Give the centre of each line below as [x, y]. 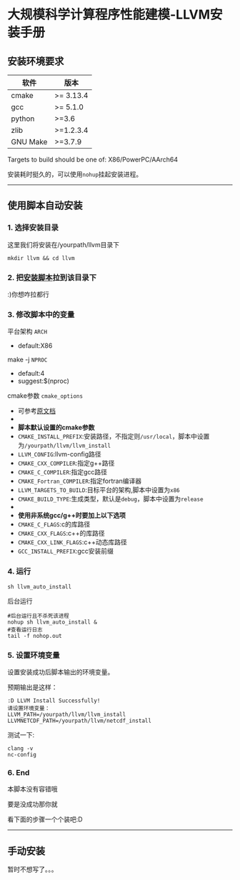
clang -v [20, 748]
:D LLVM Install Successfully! [54, 701]
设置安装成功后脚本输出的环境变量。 [61, 671]
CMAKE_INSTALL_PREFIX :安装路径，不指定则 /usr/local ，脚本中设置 [114, 436]
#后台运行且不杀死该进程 [38, 616]
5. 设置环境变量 [34, 655]
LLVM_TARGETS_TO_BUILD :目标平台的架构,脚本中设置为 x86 [99, 490]
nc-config [22, 754]
